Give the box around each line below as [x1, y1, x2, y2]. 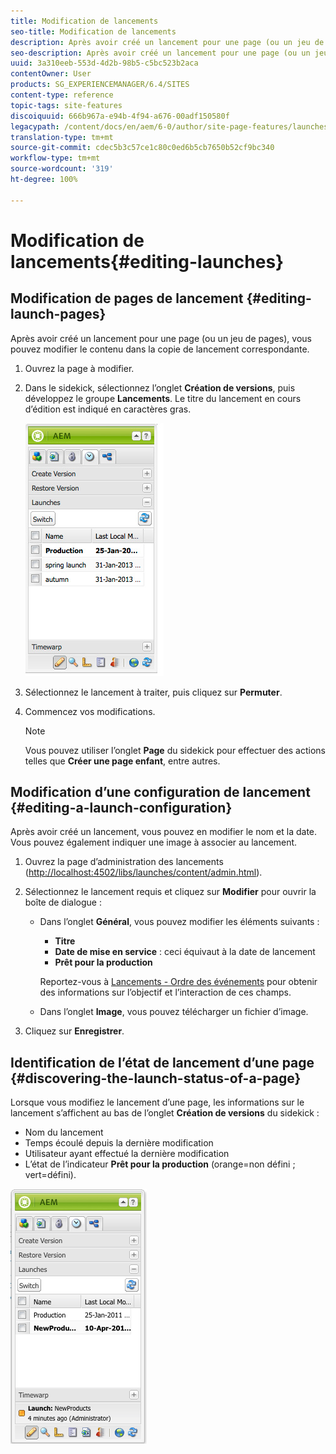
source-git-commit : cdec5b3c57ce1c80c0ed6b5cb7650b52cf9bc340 [10, 143, 275, 153]
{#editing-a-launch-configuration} [10, 800, 233, 817]
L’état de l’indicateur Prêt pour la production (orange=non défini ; [24, 1158, 296, 1170]
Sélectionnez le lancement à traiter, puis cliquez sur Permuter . [24, 686, 283, 698]
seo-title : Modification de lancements [10, 26, 177, 37]
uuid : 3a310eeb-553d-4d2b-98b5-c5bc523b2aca [10, 58, 199, 69]
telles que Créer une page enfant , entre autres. [24, 755, 221, 767]
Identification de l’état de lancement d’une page [10, 1054, 315, 1071]
